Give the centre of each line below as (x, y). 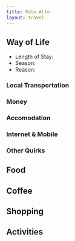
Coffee (19, 191)
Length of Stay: (34, 57)
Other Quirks (26, 151)
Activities (25, 232)
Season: (25, 63)
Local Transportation (38, 86)
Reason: (25, 70)
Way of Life (28, 42)
